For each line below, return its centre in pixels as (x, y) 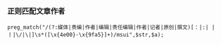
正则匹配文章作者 (36, 11)
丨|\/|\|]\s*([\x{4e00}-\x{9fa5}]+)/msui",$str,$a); (86, 35)
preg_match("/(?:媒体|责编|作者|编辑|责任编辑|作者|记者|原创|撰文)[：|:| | (111, 27)
